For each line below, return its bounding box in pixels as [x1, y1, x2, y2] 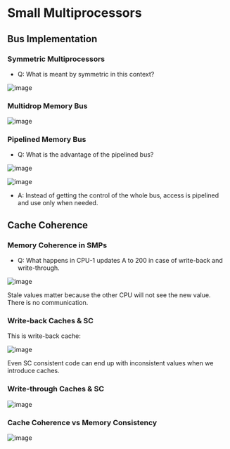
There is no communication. [7, 299, 89, 307]
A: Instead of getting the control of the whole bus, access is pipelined [17, 191, 219, 200]
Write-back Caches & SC [7, 316, 94, 326]
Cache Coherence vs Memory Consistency [7, 417, 157, 427]
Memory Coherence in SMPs [7, 240, 108, 250]
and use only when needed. [17, 199, 98, 207]
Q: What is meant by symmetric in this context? [17, 70, 155, 78]
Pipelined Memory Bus [7, 135, 87, 145]
